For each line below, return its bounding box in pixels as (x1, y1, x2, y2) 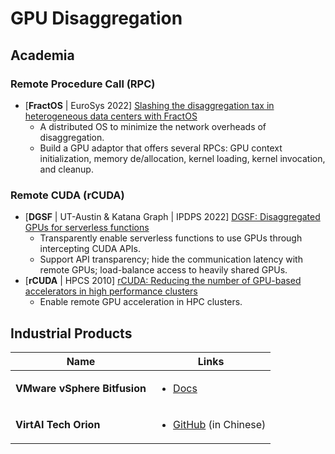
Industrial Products (10, 325, 133, 342)
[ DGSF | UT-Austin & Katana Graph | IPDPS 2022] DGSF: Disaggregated (24, 211, 321, 223)
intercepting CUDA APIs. (39, 243, 142, 255)
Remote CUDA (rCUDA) (10, 188, 125, 202)
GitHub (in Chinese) (173, 417, 267, 431)
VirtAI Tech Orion (15, 417, 101, 431)
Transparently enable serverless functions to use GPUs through (39, 232, 303, 244)
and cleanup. (39, 163, 94, 175)
